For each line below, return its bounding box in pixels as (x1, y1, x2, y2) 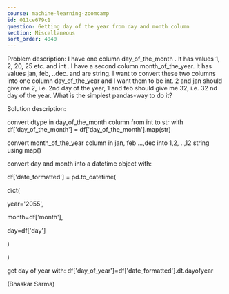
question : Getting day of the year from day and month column (7, 23, 190, 30)
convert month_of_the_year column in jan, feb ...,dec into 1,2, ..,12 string (7, 139, 210, 147)
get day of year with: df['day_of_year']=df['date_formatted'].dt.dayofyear (7, 266, 214, 275)
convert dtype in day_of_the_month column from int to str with (7, 118, 183, 126)
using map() (7, 146, 41, 155)
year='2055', (7, 199, 43, 208)
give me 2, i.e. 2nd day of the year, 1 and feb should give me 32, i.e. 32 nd (7, 84, 217, 92)
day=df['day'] (7, 226, 46, 235)
